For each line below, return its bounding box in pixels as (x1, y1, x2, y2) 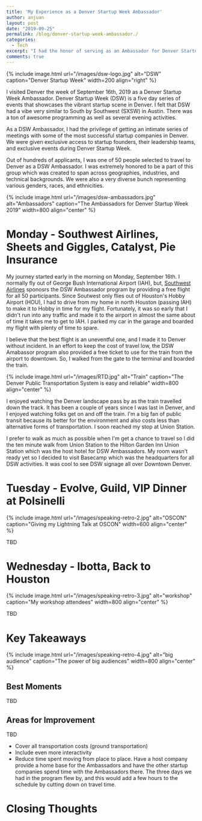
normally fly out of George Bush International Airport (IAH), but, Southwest (6, 279, 191, 287)
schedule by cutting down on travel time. (14, 781, 116, 788)
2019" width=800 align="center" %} (6, 206, 96, 214)
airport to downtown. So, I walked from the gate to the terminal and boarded (6, 355, 195, 362)
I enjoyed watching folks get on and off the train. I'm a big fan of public (6, 410, 182, 417)
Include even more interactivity (14, 749, 92, 756)
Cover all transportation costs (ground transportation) (14, 743, 148, 749)
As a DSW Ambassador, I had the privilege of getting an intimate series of (6, 125, 188, 132)
